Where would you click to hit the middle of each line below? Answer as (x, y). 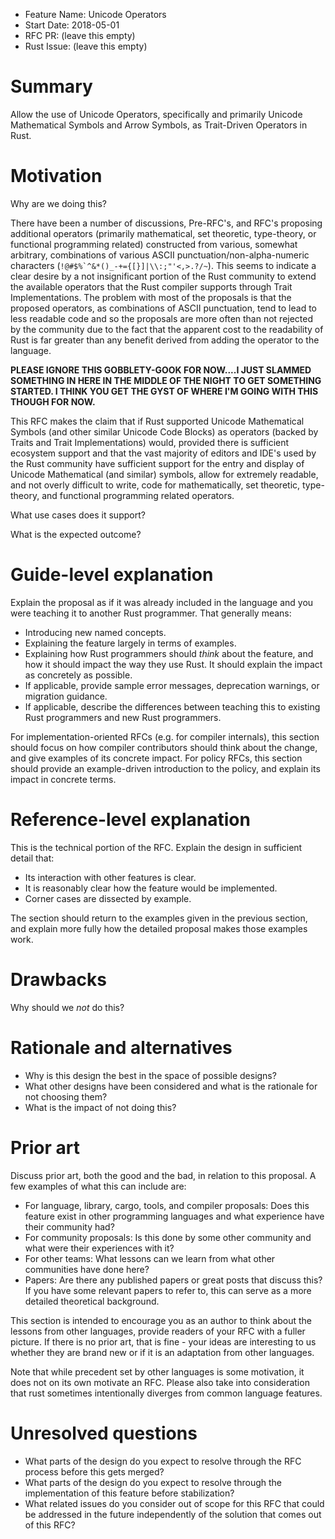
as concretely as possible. (78, 675)
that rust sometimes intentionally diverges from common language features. (166, 1393)
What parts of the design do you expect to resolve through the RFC (163, 1461)
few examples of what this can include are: (98, 1186)
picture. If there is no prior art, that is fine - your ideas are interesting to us (163, 1341)
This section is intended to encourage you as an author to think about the (161, 1320)
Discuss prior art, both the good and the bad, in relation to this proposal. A (163, 1175)
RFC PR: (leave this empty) (80, 35)
